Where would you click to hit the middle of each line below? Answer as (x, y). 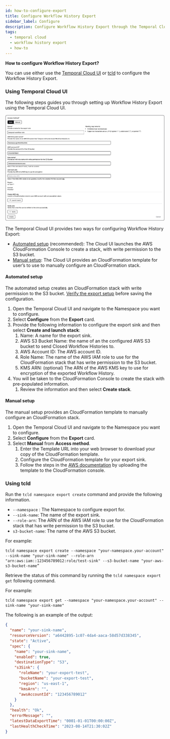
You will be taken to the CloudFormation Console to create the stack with (89, 378)
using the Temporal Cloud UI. (36, 108)
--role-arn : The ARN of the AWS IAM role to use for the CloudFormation (88, 520)
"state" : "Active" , (30, 641)
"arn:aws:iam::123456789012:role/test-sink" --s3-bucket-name (72, 561)
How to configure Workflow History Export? (52, 63)
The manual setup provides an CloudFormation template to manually (76, 412)
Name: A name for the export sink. (56, 335)
